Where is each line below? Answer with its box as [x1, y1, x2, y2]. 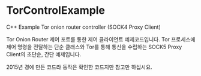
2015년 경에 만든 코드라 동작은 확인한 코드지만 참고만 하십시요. [6, 63, 152, 71]
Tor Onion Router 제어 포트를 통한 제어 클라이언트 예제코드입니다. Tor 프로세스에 [6, 35, 196, 42]
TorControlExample [6, 4, 106, 17]
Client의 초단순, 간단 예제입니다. [6, 50, 82, 57]
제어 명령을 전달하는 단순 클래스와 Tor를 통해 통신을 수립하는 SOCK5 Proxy [6, 43, 182, 50]
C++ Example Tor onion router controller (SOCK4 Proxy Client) [6, 23, 161, 31]
